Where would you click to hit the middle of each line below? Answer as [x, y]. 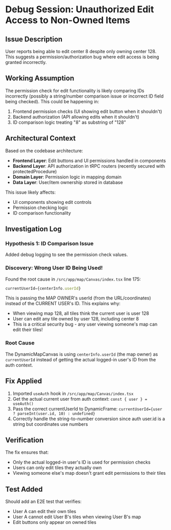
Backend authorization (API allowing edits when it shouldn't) [76, 117]
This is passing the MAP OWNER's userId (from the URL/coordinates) [78, 298]
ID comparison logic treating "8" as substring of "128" [69, 122]
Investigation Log [34, 229]
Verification [25, 440]
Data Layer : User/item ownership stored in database [68, 182]
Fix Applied [24, 381]
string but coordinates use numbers [50, 424]
